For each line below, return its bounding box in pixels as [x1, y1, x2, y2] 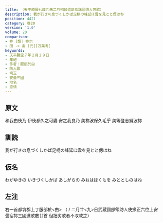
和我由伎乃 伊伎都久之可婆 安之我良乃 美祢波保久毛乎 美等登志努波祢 [5, 118, 142, 124]
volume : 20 [5, 30, 27, 35]
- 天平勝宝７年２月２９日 [5, 52, 50, 58]
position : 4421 [5, 16, 36, 21]
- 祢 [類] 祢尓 [5, 39, 33, 44]
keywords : [5, 48, 25, 53]
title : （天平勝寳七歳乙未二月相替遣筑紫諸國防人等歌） [5, 7, 104, 12]
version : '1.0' [5, 25, 36, 30]
